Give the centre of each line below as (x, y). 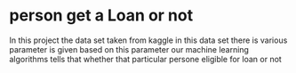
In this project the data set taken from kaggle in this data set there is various (148, 40)
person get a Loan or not (101, 16)
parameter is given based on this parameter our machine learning (129, 49)
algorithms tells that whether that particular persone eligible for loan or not (145, 59)
